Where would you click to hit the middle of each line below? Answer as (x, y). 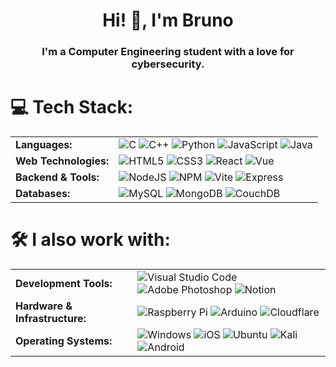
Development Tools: (64, 283)
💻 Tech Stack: (72, 107)
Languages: (44, 145)
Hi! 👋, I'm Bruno (168, 20)
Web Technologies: (62, 161)
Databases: (43, 194)
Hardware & (44, 306)
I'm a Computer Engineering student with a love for (168, 52)
